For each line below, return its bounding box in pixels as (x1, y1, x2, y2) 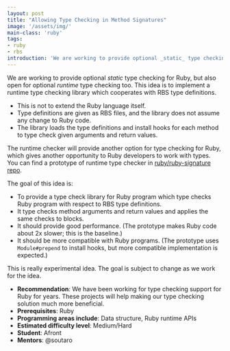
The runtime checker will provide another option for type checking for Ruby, (7, 144, 221, 152)
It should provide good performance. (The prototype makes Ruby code (16, 221, 217, 230)
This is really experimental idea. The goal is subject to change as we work (7, 264, 216, 272)
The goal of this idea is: (7, 179, 73, 188)
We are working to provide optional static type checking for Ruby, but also (7, 73, 217, 82)
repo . (7, 166, 23, 174)
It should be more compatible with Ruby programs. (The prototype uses (16, 236, 219, 245)
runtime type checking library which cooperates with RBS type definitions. (7, 88, 217, 96)
